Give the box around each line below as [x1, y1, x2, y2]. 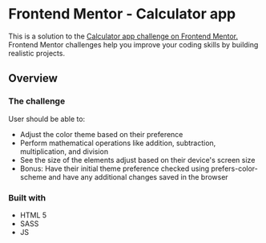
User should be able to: [8, 114, 86, 124]
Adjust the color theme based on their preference [19, 129, 183, 139]
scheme [19, 172, 47, 181]
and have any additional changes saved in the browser [47, 172, 228, 181]
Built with [8, 192, 46, 203]
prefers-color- [211, 164, 258, 173]
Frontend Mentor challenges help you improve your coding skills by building [8, 39, 259, 49]
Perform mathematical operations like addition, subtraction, [19, 138, 216, 148]
